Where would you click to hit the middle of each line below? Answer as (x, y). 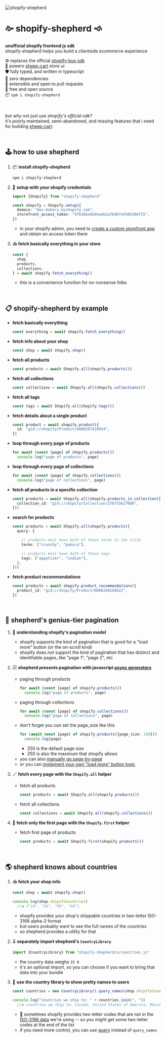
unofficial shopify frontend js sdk (40, 46)
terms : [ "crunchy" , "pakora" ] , (54, 545)
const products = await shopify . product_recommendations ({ (74, 586)
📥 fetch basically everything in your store (56, 244)
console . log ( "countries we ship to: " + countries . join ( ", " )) (79, 1000)
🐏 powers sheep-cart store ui (35, 66)
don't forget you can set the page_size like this (67, 725)
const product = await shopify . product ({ (56, 425)
